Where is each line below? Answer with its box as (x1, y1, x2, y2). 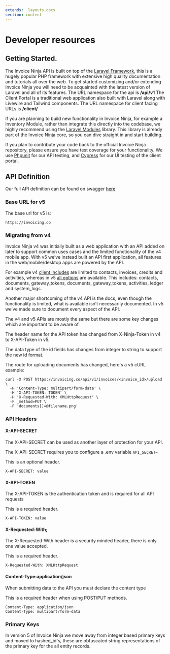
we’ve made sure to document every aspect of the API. (5, 306, 120, 312)
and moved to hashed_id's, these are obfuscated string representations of (5, 637, 160, 643)
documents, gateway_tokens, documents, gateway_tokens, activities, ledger (5, 280, 164, 286)
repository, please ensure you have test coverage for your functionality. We (5, 147, 163, 153)
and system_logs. (5, 285, 42, 291)
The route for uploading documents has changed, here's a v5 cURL (5, 361, 146, 367)
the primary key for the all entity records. (5, 643, 91, 649)
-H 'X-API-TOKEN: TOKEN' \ (10, 390, 67, 395)
